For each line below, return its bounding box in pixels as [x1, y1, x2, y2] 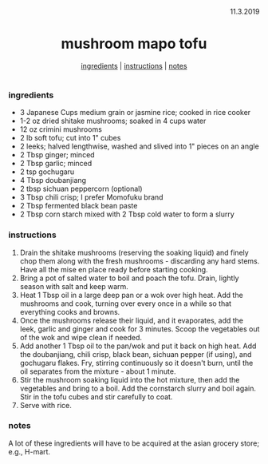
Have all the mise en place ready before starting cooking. [19, 264, 209, 274]
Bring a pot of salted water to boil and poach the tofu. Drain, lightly [19, 273, 239, 283]
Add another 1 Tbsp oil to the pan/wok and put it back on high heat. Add [19, 341, 257, 351]
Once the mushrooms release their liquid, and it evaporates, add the [19, 315, 244, 325]
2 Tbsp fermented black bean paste [19, 201, 138, 211]
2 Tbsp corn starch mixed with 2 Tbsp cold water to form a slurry [19, 209, 235, 219]
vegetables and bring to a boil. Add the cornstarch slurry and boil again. [19, 383, 257, 393]
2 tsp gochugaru [19, 167, 75, 176]
